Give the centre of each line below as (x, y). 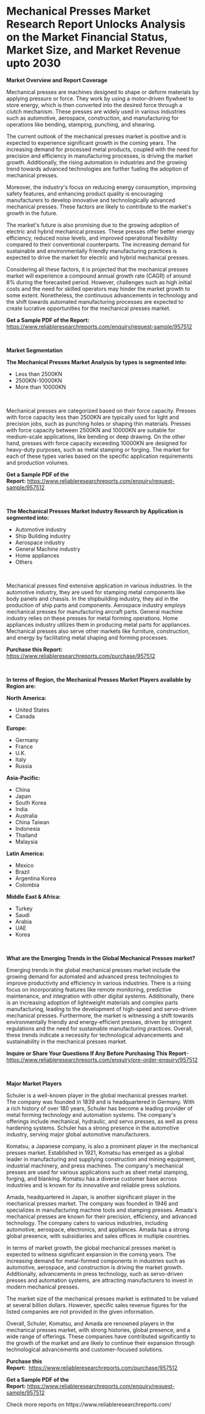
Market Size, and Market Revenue (94, 50)
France (24, 746)
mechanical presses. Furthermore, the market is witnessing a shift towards (100, 1015)
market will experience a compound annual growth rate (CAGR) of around (99, 276)
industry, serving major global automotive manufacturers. (78, 1134)
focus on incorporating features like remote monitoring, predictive (89, 989)
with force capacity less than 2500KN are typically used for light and (93, 417)
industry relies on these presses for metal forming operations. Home (92, 618)
